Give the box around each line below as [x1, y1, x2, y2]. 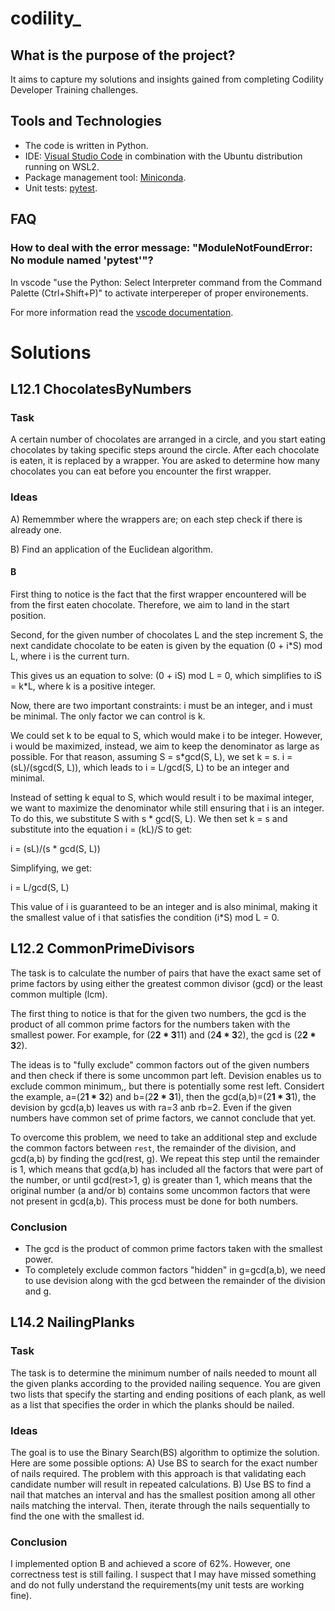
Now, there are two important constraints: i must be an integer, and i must [10, 699, 313, 711]
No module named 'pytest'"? [10, 253, 154, 267]
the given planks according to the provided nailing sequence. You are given [10, 1377, 322, 1389]
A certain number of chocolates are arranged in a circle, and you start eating [10, 433, 326, 446]
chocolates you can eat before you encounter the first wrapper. [10, 465, 272, 477]
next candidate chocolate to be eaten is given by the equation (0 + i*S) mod [10, 639, 323, 651]
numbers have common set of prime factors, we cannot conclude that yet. [10, 1112, 317, 1124]
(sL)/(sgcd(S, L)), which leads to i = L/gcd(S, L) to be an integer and [10, 761, 290, 773]
